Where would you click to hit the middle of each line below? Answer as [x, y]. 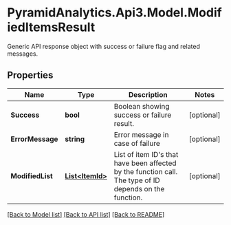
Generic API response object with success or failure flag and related [104, 46]
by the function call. [146, 171]
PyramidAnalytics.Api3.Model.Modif [114, 13]
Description [148, 94]
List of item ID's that [146, 154]
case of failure [137, 143]
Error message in [141, 134]
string [75, 139]
